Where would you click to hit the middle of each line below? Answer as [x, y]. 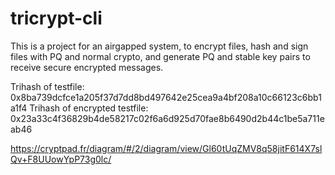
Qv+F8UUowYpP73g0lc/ [61, 159]
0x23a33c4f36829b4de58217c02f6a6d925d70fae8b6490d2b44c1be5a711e [167, 118]
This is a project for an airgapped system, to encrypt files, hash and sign [159, 46]
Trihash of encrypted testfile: [89, 108]
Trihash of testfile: [47, 86]
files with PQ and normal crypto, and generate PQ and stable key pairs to [160, 56]
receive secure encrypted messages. [87, 67]
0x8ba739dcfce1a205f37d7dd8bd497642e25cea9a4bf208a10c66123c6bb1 [166, 97]
